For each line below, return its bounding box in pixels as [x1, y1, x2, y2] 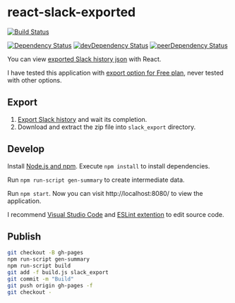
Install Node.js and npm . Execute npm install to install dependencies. [7, 161, 210, 170]
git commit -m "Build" [7, 276, 74, 283]
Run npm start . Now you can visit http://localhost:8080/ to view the [7, 189, 203, 197]
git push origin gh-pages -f [7, 282, 93, 289]
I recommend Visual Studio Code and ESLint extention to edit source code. [7, 210, 224, 218]
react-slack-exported [7, 4, 136, 20]
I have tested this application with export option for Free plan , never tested [7, 68, 224, 77]
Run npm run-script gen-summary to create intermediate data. [7, 175, 185, 184]
